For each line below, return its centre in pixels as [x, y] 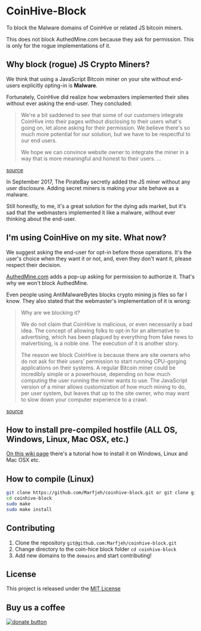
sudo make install [29, 509]
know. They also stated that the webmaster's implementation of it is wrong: [99, 301]
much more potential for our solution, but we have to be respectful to [106, 134]
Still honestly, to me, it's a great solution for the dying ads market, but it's [96, 206]
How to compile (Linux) [50, 479]
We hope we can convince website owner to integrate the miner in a [105, 152]
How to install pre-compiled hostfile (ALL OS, [92, 430]
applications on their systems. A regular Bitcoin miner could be [98, 368]
